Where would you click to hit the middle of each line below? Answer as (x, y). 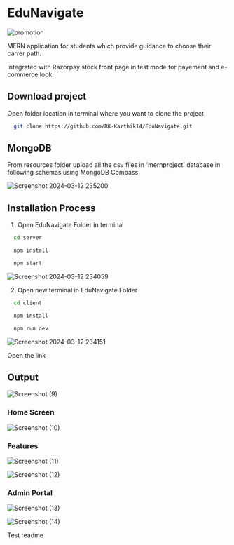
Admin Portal (30, 492)
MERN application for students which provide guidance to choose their (109, 46)
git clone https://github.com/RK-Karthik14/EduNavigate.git (103, 126)
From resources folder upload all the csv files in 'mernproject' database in (114, 165)
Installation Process (51, 208)
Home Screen (31, 412)
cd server (28, 238)
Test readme (26, 535)
